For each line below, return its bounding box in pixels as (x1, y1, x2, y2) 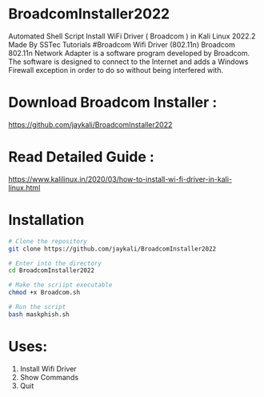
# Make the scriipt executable (8, 281, 113, 289)
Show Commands (19, 372, 78, 382)
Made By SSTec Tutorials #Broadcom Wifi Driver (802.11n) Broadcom (8, 39, 236, 49)
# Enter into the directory (8, 259, 102, 267)
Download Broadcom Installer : (8, 94, 218, 112)
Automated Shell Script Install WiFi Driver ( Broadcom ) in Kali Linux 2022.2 (8, 31, 256, 41)
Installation (8, 211, 85, 229)
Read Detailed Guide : (8, 148, 154, 166)
